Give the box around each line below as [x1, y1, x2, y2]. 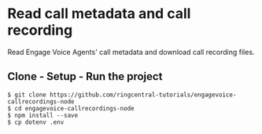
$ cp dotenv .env [7, 118, 65, 126]
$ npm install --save [7, 111, 79, 119]
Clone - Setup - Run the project [7, 70, 163, 83]
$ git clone [7, 91, 46, 99]
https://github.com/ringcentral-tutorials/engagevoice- [49, 91, 237, 99]
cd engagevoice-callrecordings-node [14, 104, 135, 112]
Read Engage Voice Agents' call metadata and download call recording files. [7, 47, 255, 56]
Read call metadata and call [7, 5, 191, 23]
